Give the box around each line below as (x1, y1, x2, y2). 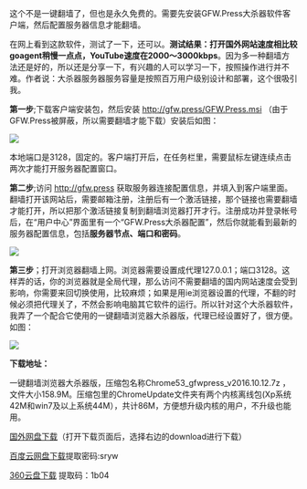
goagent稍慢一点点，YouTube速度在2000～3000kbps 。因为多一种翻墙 (9, 50, 282, 61)
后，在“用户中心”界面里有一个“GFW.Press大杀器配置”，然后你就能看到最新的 (9, 217, 297, 227)
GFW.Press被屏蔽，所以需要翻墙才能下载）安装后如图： (9, 115, 219, 126)
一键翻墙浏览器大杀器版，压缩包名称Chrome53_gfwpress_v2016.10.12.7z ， (9, 378, 291, 388)
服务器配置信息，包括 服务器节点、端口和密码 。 (9, 228, 185, 239)
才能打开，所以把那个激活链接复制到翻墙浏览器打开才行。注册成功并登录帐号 (9, 205, 298, 216)
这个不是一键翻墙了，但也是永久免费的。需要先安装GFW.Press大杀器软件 (9, 8, 283, 18)
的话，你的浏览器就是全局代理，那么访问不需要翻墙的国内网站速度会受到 (25, 276, 298, 286)
